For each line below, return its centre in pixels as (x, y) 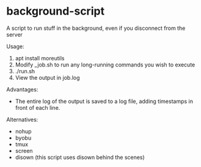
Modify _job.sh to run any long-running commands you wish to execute (105, 65)
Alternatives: (22, 119)
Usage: (15, 46)
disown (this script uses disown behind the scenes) (80, 157)
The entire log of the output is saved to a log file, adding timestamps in (104, 101)
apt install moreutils (40, 58)
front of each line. (38, 107)
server (15, 34)
